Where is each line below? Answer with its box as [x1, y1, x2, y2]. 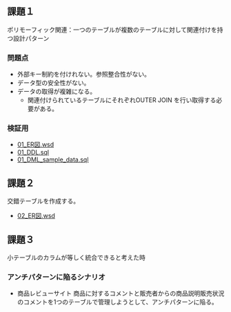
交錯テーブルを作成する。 [7, 197, 80, 205]
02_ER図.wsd [17, 212, 55, 220]
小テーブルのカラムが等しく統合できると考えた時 [7, 253, 146, 262]
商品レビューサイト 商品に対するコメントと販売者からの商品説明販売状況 [17, 289, 225, 298]
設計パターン [12, 34, 50, 42]
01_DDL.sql [17, 148, 50, 157]
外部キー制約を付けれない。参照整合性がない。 [17, 70, 150, 79]
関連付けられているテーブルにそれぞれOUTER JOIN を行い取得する [27, 96, 217, 104]
